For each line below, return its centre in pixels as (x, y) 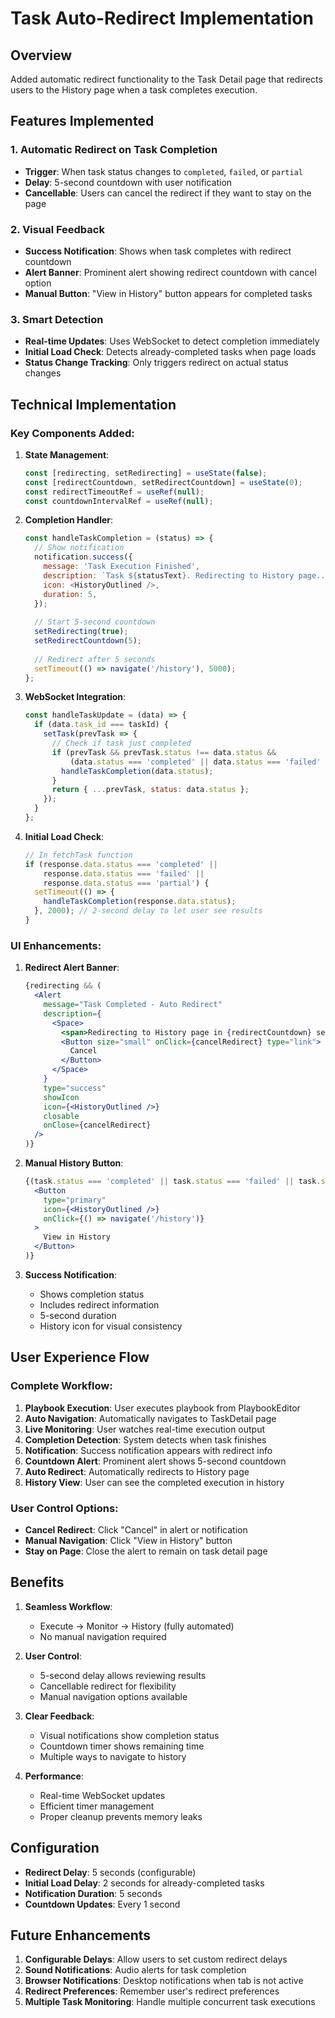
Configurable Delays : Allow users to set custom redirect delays (156, 1959)
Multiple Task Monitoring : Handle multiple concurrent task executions (170, 2002)
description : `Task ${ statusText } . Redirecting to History (169, 575)
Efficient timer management (97, 1806)
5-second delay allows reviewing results (123, 1675)
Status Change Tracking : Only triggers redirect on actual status (156, 363)
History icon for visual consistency (111, 1326)
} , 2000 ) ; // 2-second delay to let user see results (148, 911)
